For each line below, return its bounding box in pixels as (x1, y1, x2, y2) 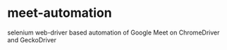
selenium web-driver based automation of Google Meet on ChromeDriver (7, 28, 220, 37)
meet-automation (7, 5, 112, 21)
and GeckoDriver (7, 35, 56, 44)
